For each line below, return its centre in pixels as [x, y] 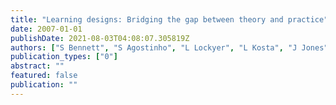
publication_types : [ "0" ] [64, 57]
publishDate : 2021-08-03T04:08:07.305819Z [100, 38]
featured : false [44, 76]
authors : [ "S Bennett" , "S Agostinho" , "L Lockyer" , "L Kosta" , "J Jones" [169, 47]
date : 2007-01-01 [46, 29]
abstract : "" [37, 66]
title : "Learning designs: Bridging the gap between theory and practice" [169, 19]
